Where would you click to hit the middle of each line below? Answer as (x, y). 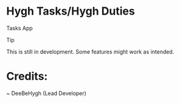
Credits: (27, 76)
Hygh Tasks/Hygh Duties (71, 11)
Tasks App (20, 28)
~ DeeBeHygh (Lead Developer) (47, 93)
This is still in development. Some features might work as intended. (90, 51)
